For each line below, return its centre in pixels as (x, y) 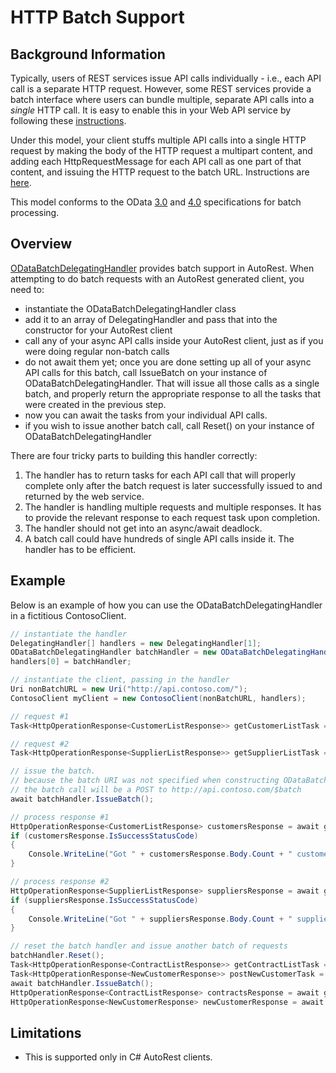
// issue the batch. (53, 771)
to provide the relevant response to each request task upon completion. (172, 517)
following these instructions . (68, 120)
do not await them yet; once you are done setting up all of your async (168, 362)
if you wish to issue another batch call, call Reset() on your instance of (169, 425)
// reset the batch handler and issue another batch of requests (149, 946)
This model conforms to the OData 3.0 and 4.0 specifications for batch (156, 202)
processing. (35, 212)
